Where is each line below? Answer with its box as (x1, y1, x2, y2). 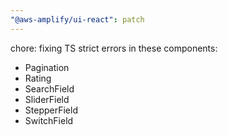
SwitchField (24, 114, 74, 126)
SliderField (24, 93, 70, 105)
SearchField (24, 82, 75, 95)
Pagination (24, 61, 70, 73)
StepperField (24, 104, 78, 116)
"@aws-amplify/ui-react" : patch (10, 14, 145, 25)
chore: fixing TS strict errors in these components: (10, 42, 218, 54)
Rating (24, 72, 52, 84)
